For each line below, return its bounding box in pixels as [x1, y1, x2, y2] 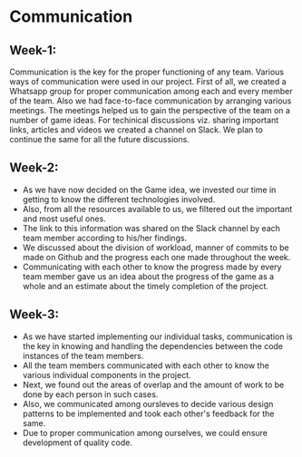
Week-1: [9, 43, 57, 58]
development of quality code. [22, 437, 133, 448]
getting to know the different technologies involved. [22, 193, 216, 205]
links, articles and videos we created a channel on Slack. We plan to [9, 124, 263, 135]
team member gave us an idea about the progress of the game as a [22, 270, 275, 282]
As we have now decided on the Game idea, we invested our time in [22, 184, 277, 195]
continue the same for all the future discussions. [9, 134, 190, 144]
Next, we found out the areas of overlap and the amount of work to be [22, 379, 285, 390]
